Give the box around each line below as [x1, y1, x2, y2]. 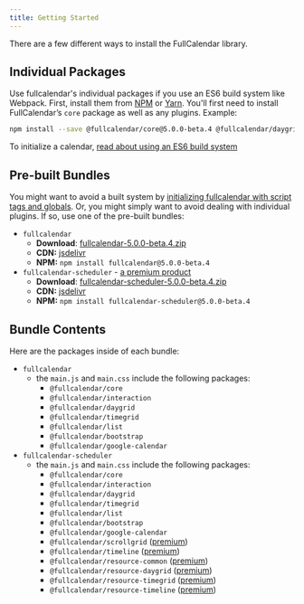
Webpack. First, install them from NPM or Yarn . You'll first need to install [9, 98, 279, 109]
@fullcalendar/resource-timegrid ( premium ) [49, 574, 217, 585]
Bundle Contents [9, 322, 107, 337]
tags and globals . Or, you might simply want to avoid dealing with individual [9, 201, 290, 212]
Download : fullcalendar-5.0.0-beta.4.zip [35, 238, 187, 249]
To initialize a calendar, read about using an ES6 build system [9, 141, 238, 152]
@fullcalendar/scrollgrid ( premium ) [49, 535, 188, 547]
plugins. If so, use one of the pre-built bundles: [9, 211, 185, 222]
